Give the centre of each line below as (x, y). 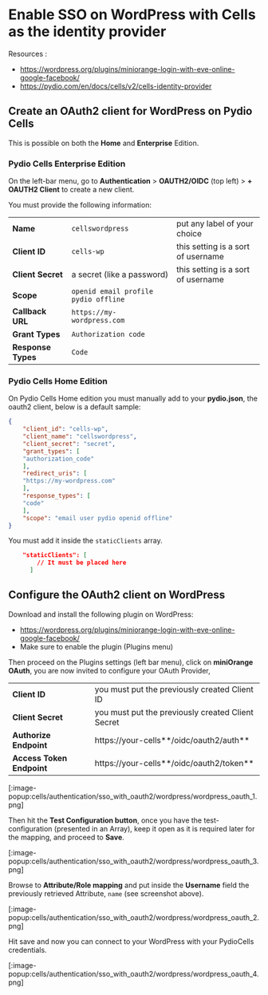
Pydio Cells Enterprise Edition (67, 164)
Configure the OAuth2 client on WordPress (117, 595)
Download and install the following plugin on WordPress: (101, 614)
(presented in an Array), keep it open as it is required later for (154, 828)
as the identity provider (87, 32)
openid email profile (112, 292)
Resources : (28, 53)
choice (189, 234)
